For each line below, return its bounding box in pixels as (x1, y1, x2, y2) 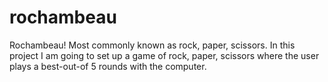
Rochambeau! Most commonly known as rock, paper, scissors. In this (9, 39, 296, 51)
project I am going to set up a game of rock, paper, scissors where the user (9, 49, 320, 61)
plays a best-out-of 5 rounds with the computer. (9, 60, 207, 72)
